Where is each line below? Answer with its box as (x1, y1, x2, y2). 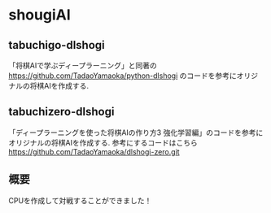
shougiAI (8, 6, 71, 24)
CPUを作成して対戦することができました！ (8, 195, 152, 205)
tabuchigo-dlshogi (8, 38, 105, 52)
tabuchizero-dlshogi (8, 105, 115, 119)
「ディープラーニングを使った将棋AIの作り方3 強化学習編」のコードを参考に (8, 128, 264, 137)
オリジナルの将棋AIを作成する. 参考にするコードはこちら (8, 137, 198, 147)
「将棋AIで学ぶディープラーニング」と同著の (8, 61, 157, 70)
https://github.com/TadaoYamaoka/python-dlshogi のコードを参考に (8, 71, 238, 80)
